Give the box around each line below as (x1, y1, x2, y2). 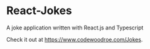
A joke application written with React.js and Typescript (6, 24, 144, 31)
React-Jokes (6, 4, 72, 18)
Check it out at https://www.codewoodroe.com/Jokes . (6, 36, 143, 43)
